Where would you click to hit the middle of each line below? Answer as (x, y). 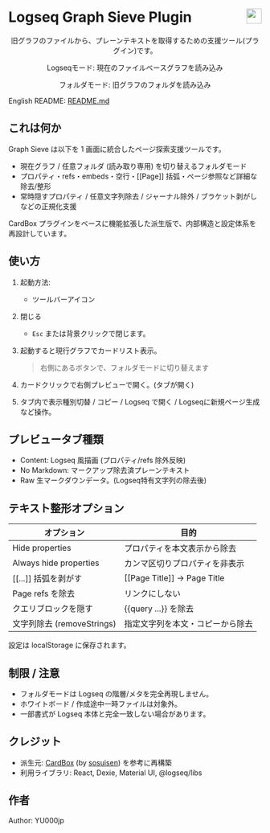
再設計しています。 (40, 233)
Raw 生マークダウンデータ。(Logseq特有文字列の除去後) (113, 480)
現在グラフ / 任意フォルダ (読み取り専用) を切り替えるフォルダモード (133, 166)
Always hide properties (56, 563)
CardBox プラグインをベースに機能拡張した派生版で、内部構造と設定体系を (133, 223)
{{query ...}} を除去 (159, 609)
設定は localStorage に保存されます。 (70, 645)
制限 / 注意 (34, 673)
